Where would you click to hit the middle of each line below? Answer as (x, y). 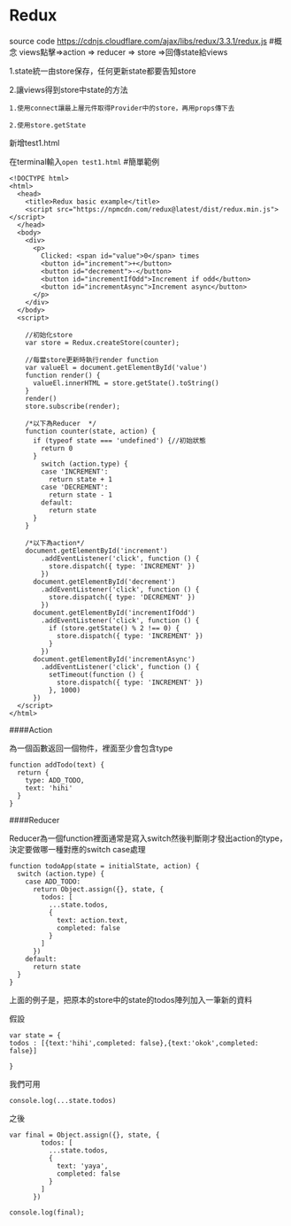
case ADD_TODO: (53, 882)
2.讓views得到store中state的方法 (69, 89)
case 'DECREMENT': (75, 487)
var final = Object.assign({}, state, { (85, 1135)
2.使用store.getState (48, 125)
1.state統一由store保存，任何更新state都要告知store (103, 71)
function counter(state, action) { (91, 431)
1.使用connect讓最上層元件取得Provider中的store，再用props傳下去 (122, 108)
